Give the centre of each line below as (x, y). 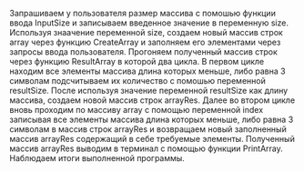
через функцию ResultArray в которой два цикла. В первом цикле (137, 61)
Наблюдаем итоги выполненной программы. (97, 158)
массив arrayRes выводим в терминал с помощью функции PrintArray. (147, 148)
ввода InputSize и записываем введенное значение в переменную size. (149, 23)
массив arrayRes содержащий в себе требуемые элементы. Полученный (152, 139)
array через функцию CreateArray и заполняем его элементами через (145, 42)
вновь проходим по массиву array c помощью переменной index (137, 110)
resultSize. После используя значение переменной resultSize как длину (149, 91)
